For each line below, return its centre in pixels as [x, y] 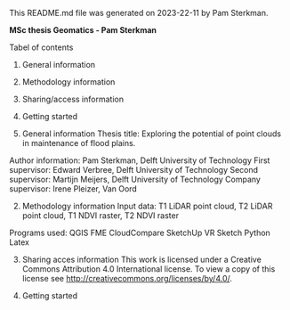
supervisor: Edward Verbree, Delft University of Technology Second [134, 170]
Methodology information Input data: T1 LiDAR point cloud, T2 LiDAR [147, 206]
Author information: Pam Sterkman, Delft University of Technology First [140, 160]
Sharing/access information [73, 99]
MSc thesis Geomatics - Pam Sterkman [83, 30]
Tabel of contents [41, 47]
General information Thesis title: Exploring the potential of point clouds [152, 134]
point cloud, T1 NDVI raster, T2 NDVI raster [101, 216]
